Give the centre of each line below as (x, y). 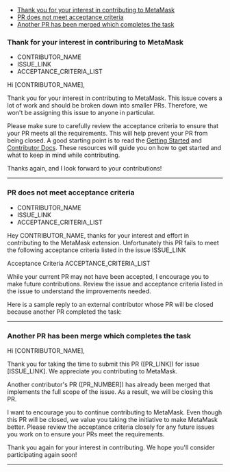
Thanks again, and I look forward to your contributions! (85, 169)
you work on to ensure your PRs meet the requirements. (86, 434)
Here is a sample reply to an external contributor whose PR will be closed (110, 304)
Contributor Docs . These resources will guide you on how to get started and (114, 148)
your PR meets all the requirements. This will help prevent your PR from (107, 134)
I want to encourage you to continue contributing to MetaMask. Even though (115, 412)
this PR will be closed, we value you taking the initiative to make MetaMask (112, 419)
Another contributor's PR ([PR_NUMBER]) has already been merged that (108, 384)
